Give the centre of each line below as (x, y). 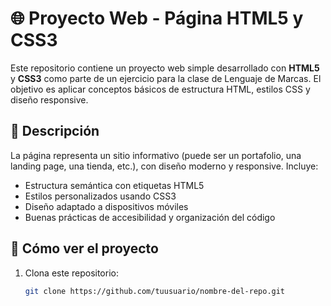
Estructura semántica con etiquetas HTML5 (114, 185)
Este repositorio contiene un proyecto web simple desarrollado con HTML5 (165, 68)
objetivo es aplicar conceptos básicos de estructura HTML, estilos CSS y (160, 89)
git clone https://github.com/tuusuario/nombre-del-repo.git (155, 291)
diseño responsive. (49, 99)
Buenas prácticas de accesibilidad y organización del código (150, 217)
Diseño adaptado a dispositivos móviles (106, 206)
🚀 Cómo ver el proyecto (84, 248)
